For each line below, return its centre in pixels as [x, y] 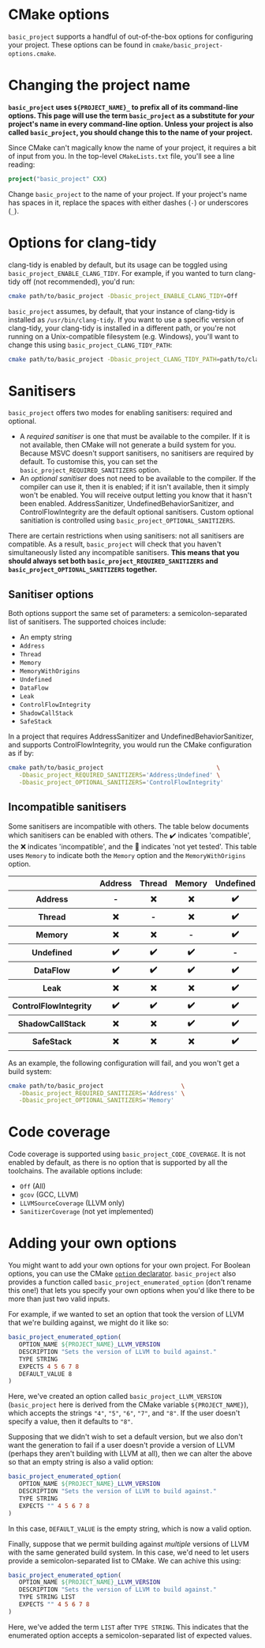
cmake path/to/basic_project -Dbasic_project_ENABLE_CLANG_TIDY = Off [123, 296]
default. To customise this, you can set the [88, 462]
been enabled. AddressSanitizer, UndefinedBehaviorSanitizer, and [127, 504]
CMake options [59, 15]
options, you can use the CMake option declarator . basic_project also [122, 1274]
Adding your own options [93, 1244]
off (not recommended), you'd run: [79, 282]
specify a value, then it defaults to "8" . [71, 1422]
